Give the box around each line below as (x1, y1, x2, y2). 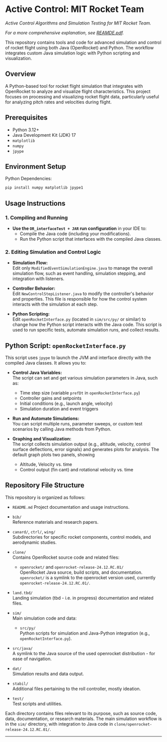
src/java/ (12, 646, 33, 651)
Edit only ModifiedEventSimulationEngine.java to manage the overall (12, 265, 153, 271)
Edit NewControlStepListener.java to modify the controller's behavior (12, 291, 154, 297)
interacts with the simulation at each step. (12, 301, 98, 308)
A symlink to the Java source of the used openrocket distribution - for (12, 650, 156, 656)
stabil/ (12, 681, 28, 686)
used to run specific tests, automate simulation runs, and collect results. (12, 327, 160, 333)
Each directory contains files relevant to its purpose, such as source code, (5, 710, 158, 716)
